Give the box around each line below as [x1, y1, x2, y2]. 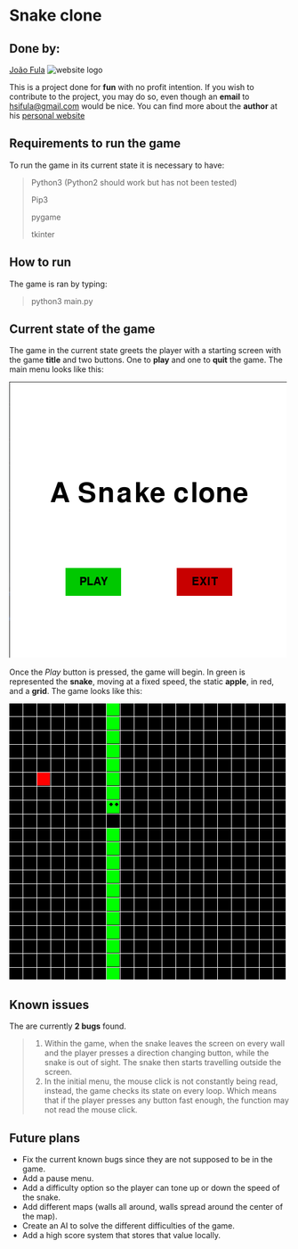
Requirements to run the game [9, 136, 181, 152]
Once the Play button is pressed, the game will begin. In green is [9, 666, 246, 678]
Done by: [9, 41, 60, 56]
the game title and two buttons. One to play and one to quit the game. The [9, 354, 283, 366]
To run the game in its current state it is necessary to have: [9, 160, 225, 170]
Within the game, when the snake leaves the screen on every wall [44, 1038, 286, 1049]
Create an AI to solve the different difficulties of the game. [21, 1220, 236, 1231]
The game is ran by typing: [9, 278, 108, 289]
